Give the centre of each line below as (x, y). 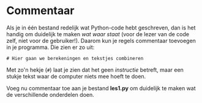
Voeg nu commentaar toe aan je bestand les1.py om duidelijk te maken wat (101, 88)
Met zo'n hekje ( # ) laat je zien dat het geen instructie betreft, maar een (95, 70)
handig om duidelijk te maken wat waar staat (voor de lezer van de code (98, 34)
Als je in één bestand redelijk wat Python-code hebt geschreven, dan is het (101, 28)
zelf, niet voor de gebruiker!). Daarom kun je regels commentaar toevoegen (101, 40)
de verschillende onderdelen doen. (50, 94)
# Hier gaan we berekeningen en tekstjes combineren (75, 58)
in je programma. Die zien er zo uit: (50, 47)
